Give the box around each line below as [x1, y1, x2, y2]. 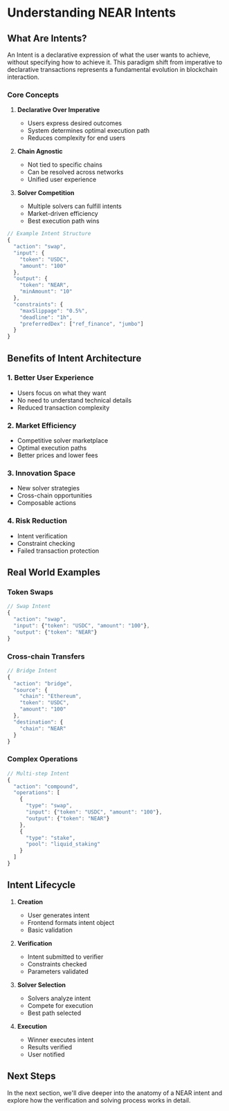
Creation [17, 897, 44, 906]
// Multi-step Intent [7, 770, 70, 777]
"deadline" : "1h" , [19, 313, 73, 321]
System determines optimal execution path [27, 127, 150, 135]
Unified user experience [27, 175, 97, 184]
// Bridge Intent [7, 667, 57, 674]
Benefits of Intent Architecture [7, 352, 142, 364]
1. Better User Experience [7, 373, 94, 383]
